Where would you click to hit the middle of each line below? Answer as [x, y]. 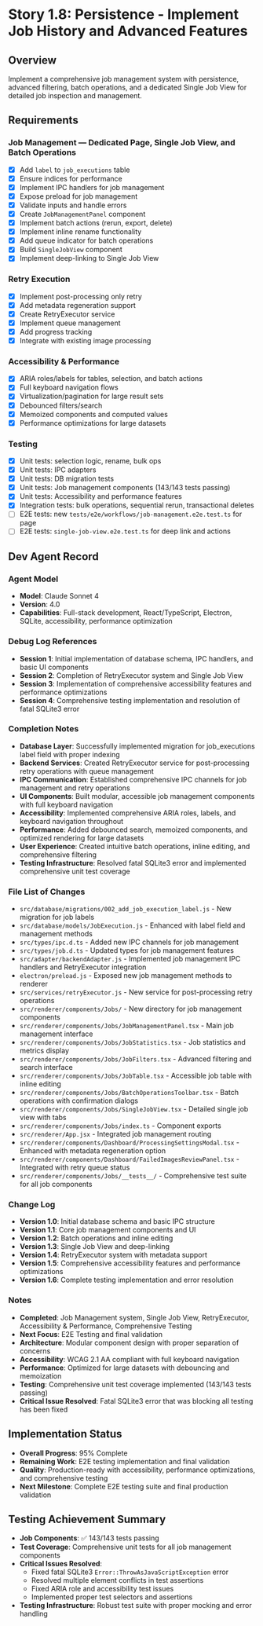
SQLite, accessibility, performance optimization [96, 621]
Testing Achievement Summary [87, 1519]
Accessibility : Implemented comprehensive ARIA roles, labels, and [128, 813]
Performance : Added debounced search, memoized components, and [133, 829]
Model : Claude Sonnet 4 [59, 596]
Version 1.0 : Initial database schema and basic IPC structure [117, 1221]
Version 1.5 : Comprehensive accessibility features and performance [130, 1263]
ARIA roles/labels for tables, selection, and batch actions [111, 379]
